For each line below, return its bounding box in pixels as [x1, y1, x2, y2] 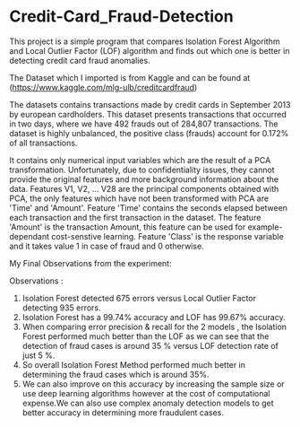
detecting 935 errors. [21, 302, 101, 313]
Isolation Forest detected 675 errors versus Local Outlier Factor [21, 292, 257, 303]
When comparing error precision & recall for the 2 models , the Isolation [21, 321, 287, 332]
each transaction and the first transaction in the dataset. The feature [9, 212, 261, 222]
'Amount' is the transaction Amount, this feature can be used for [9, 222, 246, 232]
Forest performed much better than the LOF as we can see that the [21, 330, 270, 342]
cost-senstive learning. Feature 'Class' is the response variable [50, 231, 284, 241]
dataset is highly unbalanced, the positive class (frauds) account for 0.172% [9, 127, 289, 138]
